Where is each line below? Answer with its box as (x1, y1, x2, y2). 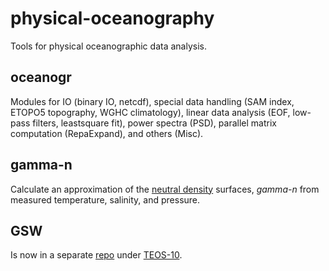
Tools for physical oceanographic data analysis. (10, 40, 207, 52)
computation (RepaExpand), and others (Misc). (10, 127, 204, 139)
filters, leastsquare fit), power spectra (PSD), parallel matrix (32, 117, 277, 129)
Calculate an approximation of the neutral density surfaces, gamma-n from (10, 183, 320, 195)
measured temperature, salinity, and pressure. (10, 193, 201, 206)
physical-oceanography (10, 7, 215, 30)
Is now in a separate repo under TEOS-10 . (10, 249, 183, 261)
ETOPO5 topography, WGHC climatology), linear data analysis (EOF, (10, 106, 291, 118)
